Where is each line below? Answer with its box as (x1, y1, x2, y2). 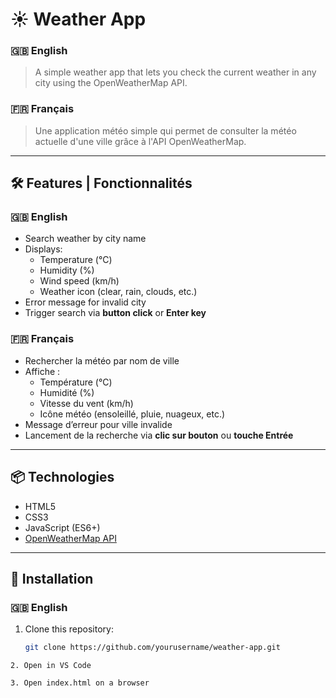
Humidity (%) (39, 264, 95, 277)
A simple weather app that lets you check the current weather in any (34, 66, 317, 78)
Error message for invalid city (24, 296, 147, 308)
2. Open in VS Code (10, 661, 92, 671)
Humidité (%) (39, 386, 95, 398)
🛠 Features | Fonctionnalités (10, 175, 193, 192)
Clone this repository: (24, 623, 114, 635)
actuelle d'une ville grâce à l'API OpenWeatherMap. (34, 135, 247, 147)
